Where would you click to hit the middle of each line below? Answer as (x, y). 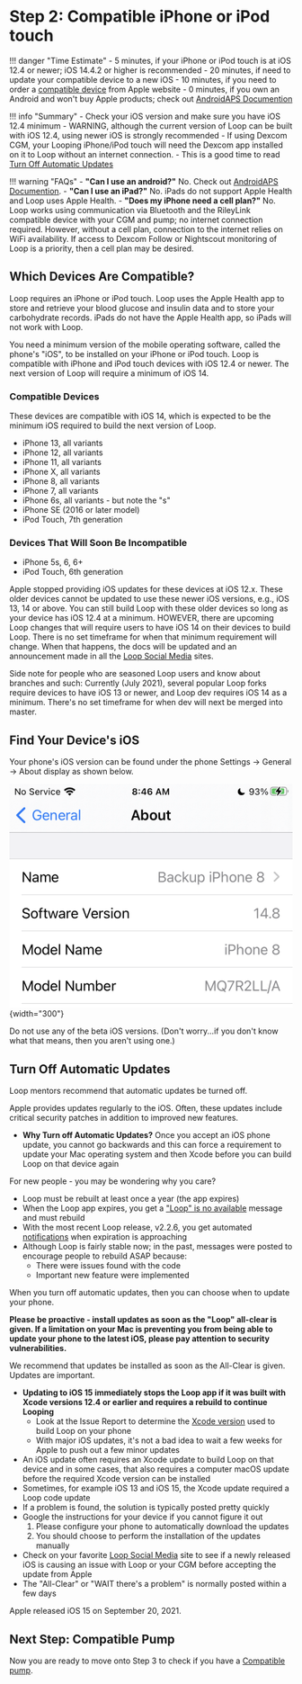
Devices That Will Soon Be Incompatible (98, 542)
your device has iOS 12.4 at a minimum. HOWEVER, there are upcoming (142, 618)
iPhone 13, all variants (62, 443)
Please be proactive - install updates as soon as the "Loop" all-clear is (143, 1320)
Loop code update (56, 1498)
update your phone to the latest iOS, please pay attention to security (139, 1339)
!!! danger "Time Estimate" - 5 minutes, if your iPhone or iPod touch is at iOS (151, 60)
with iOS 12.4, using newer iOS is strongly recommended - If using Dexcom (148, 135)
